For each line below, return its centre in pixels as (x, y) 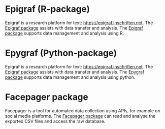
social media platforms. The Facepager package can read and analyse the (80, 116)
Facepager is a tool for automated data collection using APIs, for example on (83, 111)
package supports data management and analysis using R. (65, 33)
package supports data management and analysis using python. (70, 77)
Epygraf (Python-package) (61, 53)
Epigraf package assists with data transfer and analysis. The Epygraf (75, 72)
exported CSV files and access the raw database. (55, 121)
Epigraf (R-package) (48, 9)
